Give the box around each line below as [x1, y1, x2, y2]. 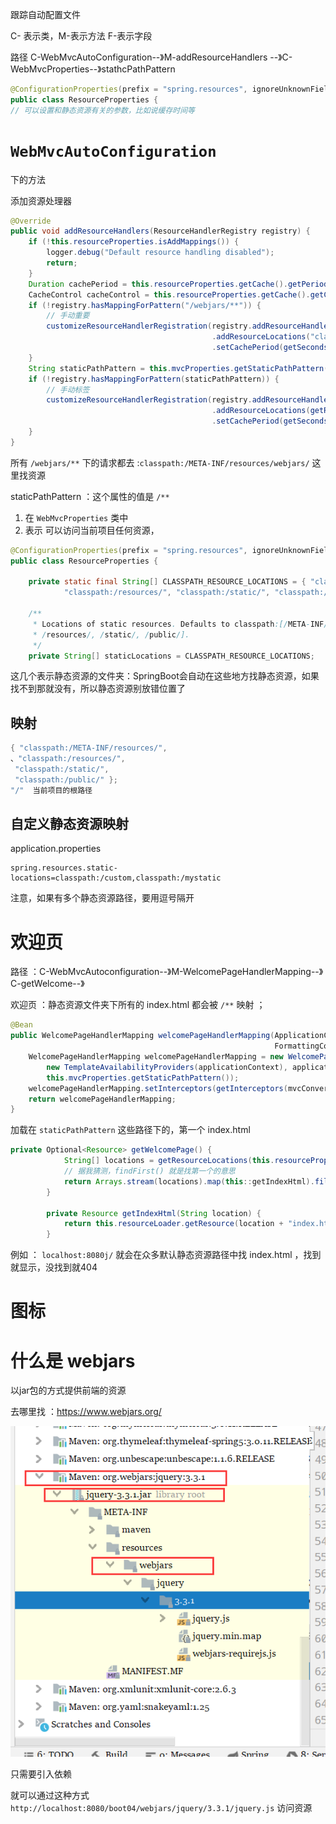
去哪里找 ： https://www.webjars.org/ [10, 1406, 162, 1418]
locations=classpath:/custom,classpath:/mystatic [10, 873, 222, 883]
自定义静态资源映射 [10, 816, 129, 833]
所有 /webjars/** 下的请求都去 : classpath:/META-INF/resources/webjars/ [10, 456, 310, 468]
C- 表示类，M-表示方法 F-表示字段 [10, 30, 153, 42]
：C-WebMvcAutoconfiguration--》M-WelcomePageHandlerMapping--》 [29, 966, 324, 978]
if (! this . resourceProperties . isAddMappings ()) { [28, 237, 240, 247]
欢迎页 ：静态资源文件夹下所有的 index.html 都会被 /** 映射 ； [10, 999, 266, 1011]
